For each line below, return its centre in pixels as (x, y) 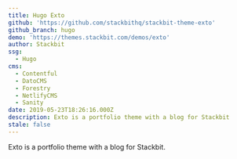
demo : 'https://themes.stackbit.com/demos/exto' (89, 37)
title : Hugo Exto (36, 15)
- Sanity (29, 103)
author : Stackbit (36, 45)
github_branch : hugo (42, 30)
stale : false (29, 125)
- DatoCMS (31, 81)
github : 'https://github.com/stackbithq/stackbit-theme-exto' (112, 23)
